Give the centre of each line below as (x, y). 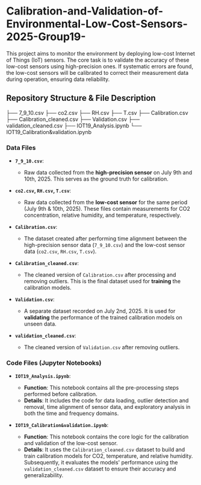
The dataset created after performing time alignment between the (105, 239)
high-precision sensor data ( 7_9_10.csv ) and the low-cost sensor (104, 245)
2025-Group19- (46, 37)
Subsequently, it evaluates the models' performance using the (101, 463)
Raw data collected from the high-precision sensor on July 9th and (108, 173)
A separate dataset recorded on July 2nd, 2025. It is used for (100, 311)
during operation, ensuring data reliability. (58, 79)
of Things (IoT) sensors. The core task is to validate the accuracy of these (98, 60)
